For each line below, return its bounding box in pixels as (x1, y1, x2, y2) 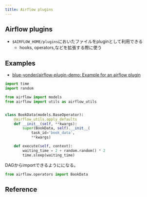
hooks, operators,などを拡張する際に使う (19, 45, 102, 51)
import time (5, 81, 29, 87)
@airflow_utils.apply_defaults (14, 117, 77, 122)
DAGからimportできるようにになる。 (5, 162, 78, 168)
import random (5, 86, 34, 91)
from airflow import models (5, 95, 62, 100)
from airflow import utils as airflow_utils (5, 99, 97, 104)
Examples (5, 59, 36, 67)
